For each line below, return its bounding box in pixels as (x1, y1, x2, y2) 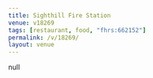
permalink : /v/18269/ (8, 33, 80, 42)
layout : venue (8, 41, 55, 49)
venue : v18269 (8, 19, 55, 27)
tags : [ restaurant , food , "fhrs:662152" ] (8, 26, 147, 34)
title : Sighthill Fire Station (8, 11, 111, 20)
